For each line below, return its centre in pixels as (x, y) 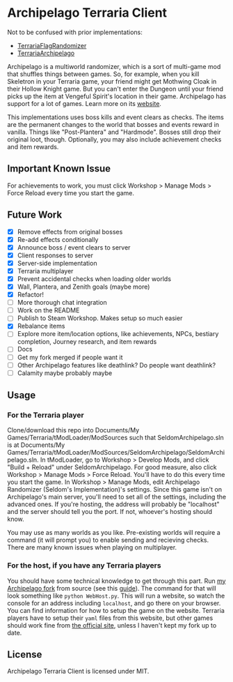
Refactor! (30, 295)
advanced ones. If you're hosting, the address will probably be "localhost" (114, 504)
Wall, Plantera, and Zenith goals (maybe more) (83, 287)
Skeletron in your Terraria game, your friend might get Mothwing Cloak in (112, 81)
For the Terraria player (46, 415)
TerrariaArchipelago (46, 53)
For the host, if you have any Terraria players (84, 566)
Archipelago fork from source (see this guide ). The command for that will (112, 588)
